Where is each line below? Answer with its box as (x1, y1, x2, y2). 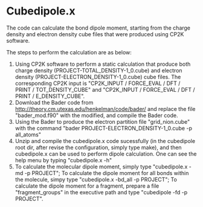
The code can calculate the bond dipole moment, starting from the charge (6, 24, 191, 31)
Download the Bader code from (14, 98, 94, 106)
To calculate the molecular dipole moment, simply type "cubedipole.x (14, 163, 188, 170)
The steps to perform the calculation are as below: (6, 48, 132, 56)
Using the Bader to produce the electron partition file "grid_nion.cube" (14, 118, 190, 125)
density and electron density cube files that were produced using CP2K (6, 30, 184, 37)
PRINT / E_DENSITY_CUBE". (14, 92, 85, 100)
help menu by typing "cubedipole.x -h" (14, 156, 112, 164)
